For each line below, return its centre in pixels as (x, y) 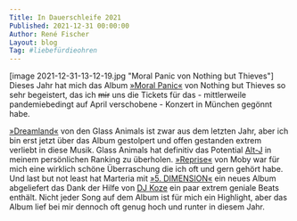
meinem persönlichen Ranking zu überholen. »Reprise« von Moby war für (144, 160)
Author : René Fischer (49, 34)
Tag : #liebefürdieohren (54, 51)
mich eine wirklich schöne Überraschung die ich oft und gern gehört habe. (146, 169)
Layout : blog (33, 42)
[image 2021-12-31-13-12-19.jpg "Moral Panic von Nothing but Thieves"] (141, 76)
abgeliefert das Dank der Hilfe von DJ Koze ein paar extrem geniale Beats (144, 188)
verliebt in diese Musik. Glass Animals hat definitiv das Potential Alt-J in (140, 150)
